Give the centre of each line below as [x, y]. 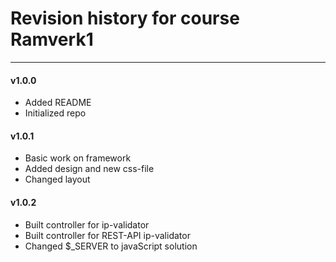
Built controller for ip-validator [87, 224]
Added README [58, 103]
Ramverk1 [52, 39]
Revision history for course [125, 18]
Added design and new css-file [89, 169]
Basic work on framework [78, 158]
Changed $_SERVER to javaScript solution [111, 246]
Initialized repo [55, 113]
